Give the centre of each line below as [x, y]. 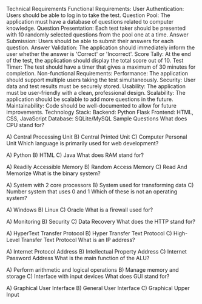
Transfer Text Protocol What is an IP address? [78, 240]
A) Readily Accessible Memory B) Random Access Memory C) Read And [97, 167]
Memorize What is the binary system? [54, 173]
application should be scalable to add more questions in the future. [90, 99]
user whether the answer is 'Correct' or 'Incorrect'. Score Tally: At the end [99, 54]
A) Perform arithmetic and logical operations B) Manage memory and [93, 270]
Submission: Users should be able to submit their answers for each [90, 41]
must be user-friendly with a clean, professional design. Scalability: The [96, 93]
